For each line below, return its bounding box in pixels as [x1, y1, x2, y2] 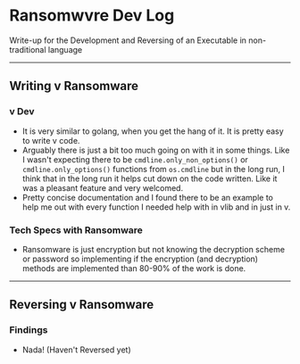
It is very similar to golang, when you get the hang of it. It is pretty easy [21, 126, 284, 136]
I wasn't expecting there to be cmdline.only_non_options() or [21, 153, 248, 165]
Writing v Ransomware [9, 79, 138, 94]
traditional [9, 44, 46, 54]
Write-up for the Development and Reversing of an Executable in [9, 35, 247, 45]
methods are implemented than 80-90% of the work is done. [21, 262, 246, 273]
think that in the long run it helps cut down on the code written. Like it [21, 173, 278, 184]
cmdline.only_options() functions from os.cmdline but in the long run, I [21, 163, 286, 174]
